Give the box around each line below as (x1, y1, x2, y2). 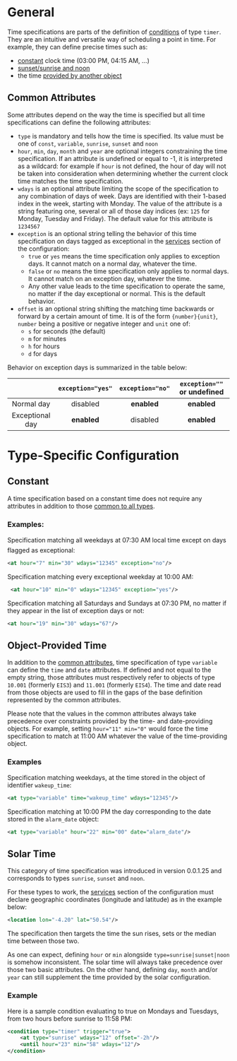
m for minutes (28, 334, 67, 343)
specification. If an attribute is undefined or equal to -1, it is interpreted (17, 154, 224, 162)
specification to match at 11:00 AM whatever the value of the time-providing (7, 732, 228, 740)
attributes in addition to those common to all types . (7, 502, 155, 510)
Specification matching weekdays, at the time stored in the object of (7, 773, 206, 781)
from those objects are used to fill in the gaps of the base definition (7, 688, 203, 697)
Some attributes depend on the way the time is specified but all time (7, 110, 206, 119)
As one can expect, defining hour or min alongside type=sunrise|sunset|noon (7, 951, 230, 959)
